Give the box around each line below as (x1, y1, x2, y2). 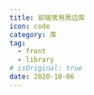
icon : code (9, 22, 51, 31)
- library (17, 55, 54, 64)
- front (17, 47, 47, 56)
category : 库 (9, 30, 57, 39)
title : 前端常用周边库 (9, 13, 86, 23)
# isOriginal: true (9, 64, 83, 73)
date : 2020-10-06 (9, 72, 75, 81)
